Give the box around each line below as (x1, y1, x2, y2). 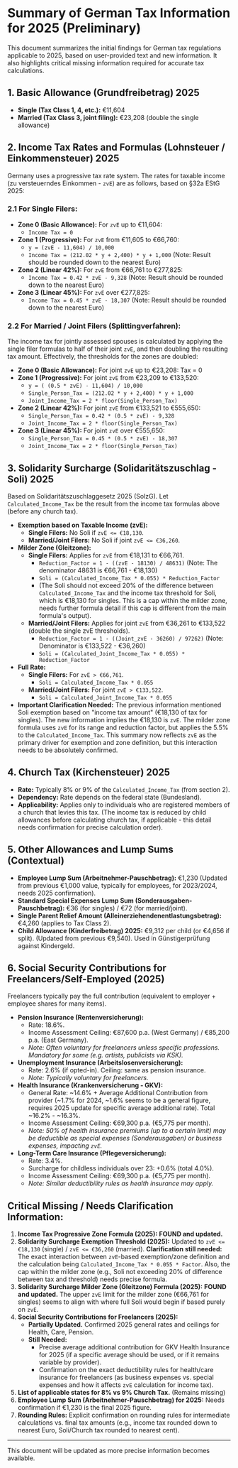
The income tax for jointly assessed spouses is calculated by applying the (7, 337, 223, 346)
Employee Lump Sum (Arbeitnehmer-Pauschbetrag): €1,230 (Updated (17, 874, 228, 882)
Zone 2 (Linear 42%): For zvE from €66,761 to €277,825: (17, 265, 183, 274)
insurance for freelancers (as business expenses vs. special (38, 1373, 214, 1382)
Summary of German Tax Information (7, 5, 231, 21)
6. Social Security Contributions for (7, 962, 166, 974)
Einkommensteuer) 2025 (7, 153, 120, 165)
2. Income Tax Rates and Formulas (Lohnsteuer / (7, 141, 225, 153)
